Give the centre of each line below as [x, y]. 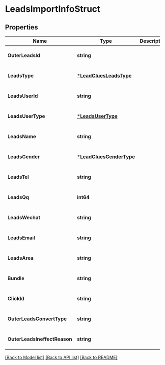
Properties [22, 27]
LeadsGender [24, 157]
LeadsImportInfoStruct [53, 9]
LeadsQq [18, 197]
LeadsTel [18, 177]
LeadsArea [21, 258]
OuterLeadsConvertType [37, 319]
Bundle [16, 278]
